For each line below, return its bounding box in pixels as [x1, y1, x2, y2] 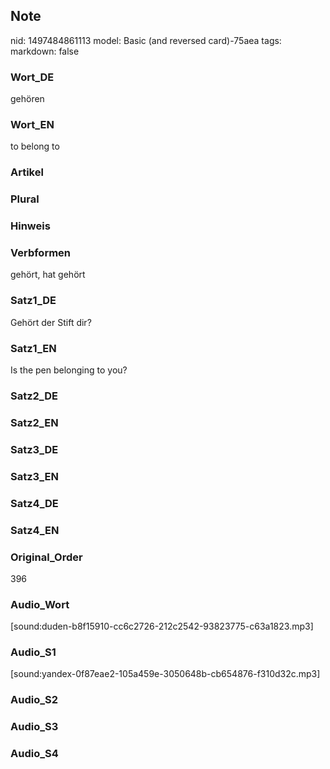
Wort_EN [10, 118, 55, 132]
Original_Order [10, 550, 83, 564]
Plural [10, 192, 40, 206]
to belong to [10, 140, 60, 153]
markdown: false [10, 45, 80, 57]
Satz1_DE [10, 294, 57, 308]
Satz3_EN [10, 469, 59, 483]
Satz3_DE [10, 442, 59, 456]
